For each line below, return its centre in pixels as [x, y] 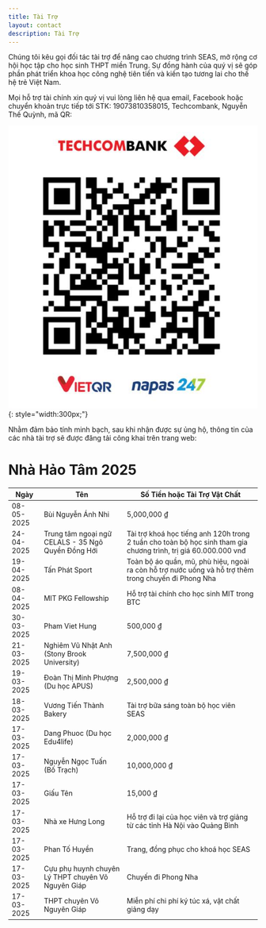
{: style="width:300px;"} [48, 414]
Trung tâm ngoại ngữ [78, 534]
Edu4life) [58, 741]
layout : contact [35, 25]
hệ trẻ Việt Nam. [35, 83]
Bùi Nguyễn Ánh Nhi [76, 514]
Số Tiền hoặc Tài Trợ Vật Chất [191, 494]
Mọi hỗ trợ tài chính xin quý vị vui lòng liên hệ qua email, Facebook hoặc [126, 98]
